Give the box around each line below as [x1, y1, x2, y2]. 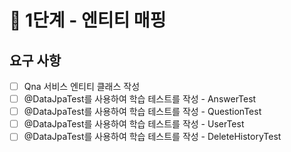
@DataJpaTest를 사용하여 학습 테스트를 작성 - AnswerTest [23, 93, 257, 105]
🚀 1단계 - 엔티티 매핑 [9, 9, 167, 32]
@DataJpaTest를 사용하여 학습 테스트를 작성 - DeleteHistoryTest [23, 131, 282, 143]
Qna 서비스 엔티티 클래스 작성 [23, 81, 141, 92]
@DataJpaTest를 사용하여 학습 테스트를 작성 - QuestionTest [23, 106, 262, 118]
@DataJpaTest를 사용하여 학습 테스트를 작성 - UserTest [23, 118, 245, 130]
